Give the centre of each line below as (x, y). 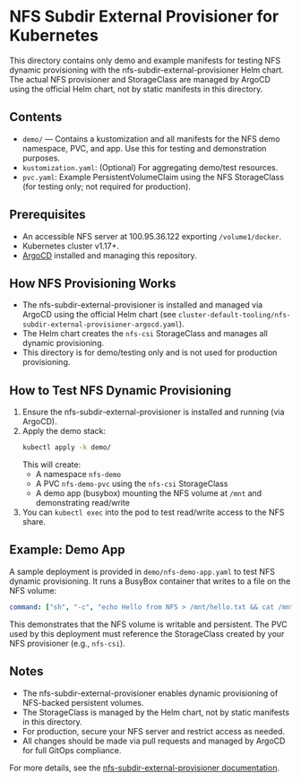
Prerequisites (47, 215)
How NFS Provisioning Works (93, 283)
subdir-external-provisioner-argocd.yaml (100, 325)
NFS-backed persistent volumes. (83, 702)
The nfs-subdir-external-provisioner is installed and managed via (142, 305)
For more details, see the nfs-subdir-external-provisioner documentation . (145, 768)
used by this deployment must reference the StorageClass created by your (147, 633)
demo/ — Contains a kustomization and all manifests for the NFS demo (151, 139)
